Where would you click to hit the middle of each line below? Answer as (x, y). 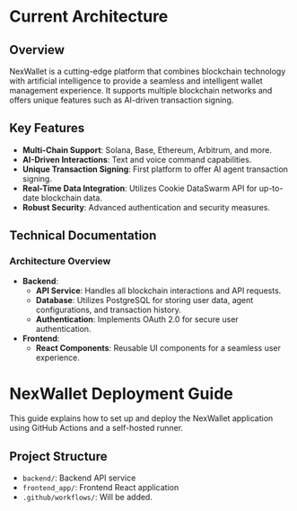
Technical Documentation (83, 236)
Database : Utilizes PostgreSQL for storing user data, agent (144, 300)
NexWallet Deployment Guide (121, 394)
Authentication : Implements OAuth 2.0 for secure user (137, 319)
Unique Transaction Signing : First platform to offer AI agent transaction (155, 169)
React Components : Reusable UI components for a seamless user (158, 347)
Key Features (47, 128)
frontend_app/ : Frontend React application (100, 488)
